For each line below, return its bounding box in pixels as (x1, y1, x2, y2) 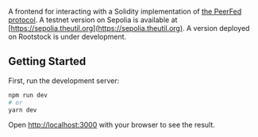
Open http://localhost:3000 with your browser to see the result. (8, 120, 216, 130)
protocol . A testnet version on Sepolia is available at (8, 15, 178, 25)
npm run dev (8, 91, 48, 99)
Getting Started (8, 55, 87, 68)
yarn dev (8, 106, 37, 114)
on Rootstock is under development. (8, 32, 127, 41)
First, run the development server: (8, 75, 120, 86)
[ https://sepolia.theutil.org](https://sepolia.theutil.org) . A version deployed (8, 24, 250, 32)
